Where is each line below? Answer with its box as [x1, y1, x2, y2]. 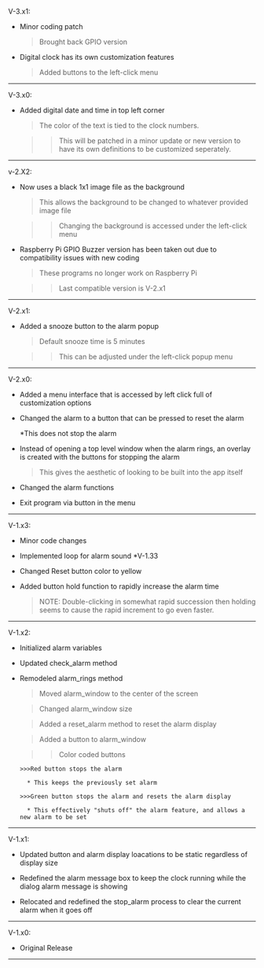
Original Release [19, 944, 73, 952]
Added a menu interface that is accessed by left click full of [19, 390, 213, 399]
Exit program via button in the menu [19, 498, 136, 507]
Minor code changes [19, 536, 87, 545]
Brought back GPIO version [38, 37, 128, 46]
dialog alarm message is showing [19, 881, 128, 891]
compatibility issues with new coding [19, 253, 140, 262]
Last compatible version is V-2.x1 [58, 283, 167, 293]
